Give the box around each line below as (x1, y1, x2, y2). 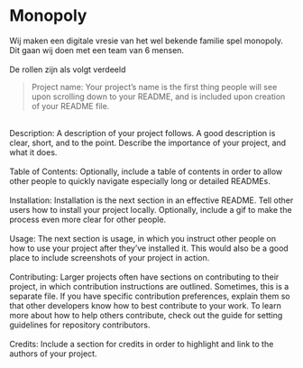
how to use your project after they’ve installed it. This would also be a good (9, 243, 289, 253)
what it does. (9, 146, 58, 158)
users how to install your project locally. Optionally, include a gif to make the (9, 204, 292, 215)
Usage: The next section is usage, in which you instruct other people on (9, 233, 277, 244)
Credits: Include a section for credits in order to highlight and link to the (9, 338, 274, 349)
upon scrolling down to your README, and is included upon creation (31, 91, 286, 102)
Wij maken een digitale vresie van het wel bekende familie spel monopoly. (9, 35, 284, 46)
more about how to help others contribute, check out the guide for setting (9, 309, 283, 320)
